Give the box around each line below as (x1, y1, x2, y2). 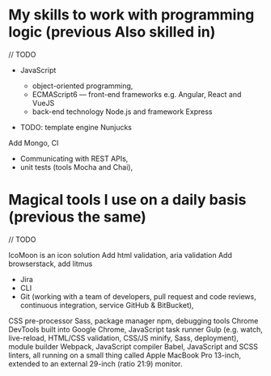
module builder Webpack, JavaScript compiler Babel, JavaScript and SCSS (8, 341, 259, 351)
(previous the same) (8, 208, 147, 226)
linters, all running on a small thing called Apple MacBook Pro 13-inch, (8, 350, 241, 360)
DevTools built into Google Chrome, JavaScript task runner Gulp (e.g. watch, (8, 324, 263, 334)
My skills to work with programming (8, 6, 255, 24)
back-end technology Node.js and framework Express (32, 107, 213, 116)
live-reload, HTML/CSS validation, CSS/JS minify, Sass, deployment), (8, 333, 239, 343)
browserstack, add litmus (8, 259, 93, 268)
